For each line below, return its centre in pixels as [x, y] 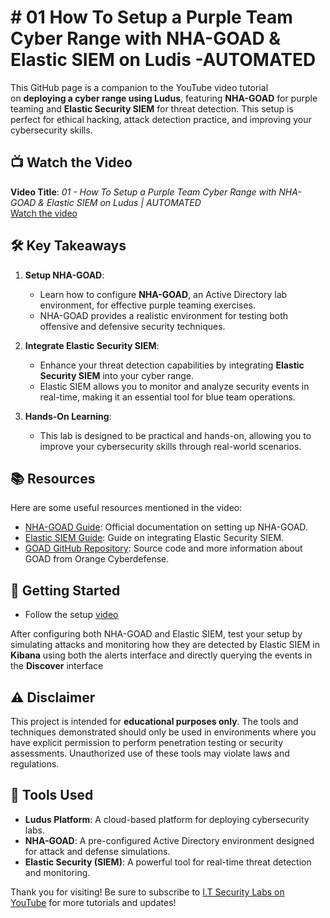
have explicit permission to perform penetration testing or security [147, 742]
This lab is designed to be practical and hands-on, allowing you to [175, 435]
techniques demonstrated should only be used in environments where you [163, 732]
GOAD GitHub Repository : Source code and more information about [163, 548]
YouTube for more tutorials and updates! [93, 902]
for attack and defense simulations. [97, 851]
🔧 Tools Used [52, 795]
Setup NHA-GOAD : [64, 275]
